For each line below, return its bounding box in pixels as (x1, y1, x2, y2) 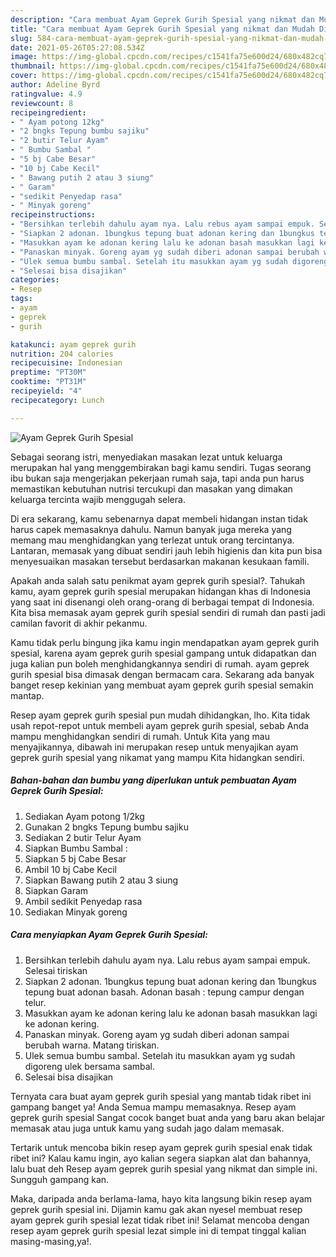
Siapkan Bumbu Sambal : (24, 842, 128, 854)
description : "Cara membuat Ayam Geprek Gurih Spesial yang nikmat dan (10, 14, 315, 25)
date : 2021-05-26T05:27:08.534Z (10, 42, 145, 53)
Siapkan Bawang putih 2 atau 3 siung (24, 874, 179, 886)
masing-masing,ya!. (10, 1235, 92, 1247)
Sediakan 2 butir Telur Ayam (24, 831, 142, 843)
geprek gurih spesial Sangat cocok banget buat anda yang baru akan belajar (10, 1111, 326, 1123)
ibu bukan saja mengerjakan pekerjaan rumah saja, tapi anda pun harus (10, 472, 305, 484)
